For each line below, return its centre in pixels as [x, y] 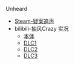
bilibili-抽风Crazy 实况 [41, 29]
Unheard [17, 9]
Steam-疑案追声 [34, 21]
